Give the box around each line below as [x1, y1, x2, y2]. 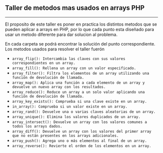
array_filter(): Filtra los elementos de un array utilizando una [12, 71, 149, 76]
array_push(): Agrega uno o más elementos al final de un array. [12, 138, 147, 143]
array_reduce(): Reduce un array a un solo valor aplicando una [12, 90, 145, 94]
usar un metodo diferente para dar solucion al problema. [5, 31, 118, 37]
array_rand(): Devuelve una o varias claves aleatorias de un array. [12, 109, 156, 114]
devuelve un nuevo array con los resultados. [12, 84, 106, 89]
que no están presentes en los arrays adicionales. [12, 133, 119, 138]
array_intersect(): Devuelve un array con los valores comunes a [12, 120, 147, 124]
